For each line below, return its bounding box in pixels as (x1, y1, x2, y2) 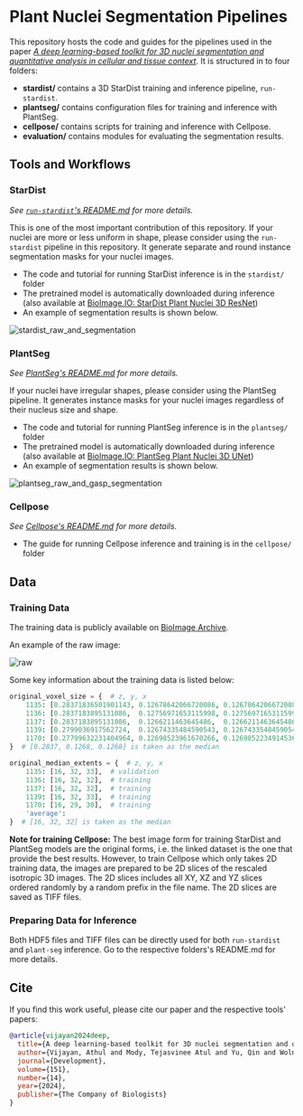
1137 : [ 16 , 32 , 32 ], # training (25, 784, 151, 793)
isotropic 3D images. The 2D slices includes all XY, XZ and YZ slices (9, 873, 263, 884)
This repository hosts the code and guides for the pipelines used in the (9, 36, 272, 47)
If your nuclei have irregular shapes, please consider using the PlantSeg (9, 384, 277, 395)
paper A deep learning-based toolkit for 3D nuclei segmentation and (9, 45, 264, 56)
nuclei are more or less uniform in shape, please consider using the (9, 232, 260, 242)
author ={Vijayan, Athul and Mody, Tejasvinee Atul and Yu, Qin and (17, 1047, 277, 1057)
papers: (9, 1014, 38, 1025)
